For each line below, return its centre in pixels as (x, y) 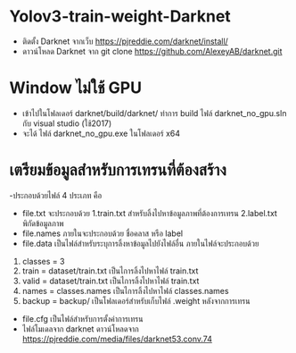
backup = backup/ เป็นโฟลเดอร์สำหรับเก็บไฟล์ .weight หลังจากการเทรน (136, 300)
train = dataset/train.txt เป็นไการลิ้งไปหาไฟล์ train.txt (110, 271)
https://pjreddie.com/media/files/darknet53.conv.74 (117, 339)
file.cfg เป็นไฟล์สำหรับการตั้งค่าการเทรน (82, 318)
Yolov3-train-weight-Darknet (120, 17)
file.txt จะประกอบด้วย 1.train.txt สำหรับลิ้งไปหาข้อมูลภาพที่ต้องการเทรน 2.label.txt (150, 213)
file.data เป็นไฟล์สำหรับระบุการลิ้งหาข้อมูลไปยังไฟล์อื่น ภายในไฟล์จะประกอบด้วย (140, 243)
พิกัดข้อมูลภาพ (43, 223)
